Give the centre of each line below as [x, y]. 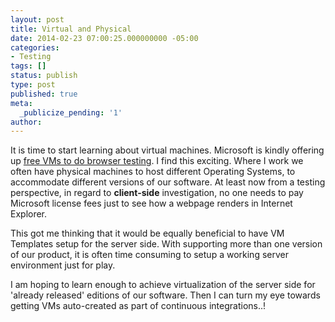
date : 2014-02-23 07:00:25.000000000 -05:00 [104, 38]
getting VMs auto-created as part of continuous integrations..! [138, 306]
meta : [21, 103]
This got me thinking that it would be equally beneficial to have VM [147, 233]
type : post [33, 85]
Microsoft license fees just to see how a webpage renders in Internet [151, 203]
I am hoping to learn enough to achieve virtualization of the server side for [163, 285]
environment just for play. [63, 265]
